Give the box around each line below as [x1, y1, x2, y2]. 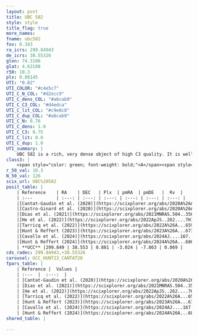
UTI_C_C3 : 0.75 [6, 129, 44, 136]
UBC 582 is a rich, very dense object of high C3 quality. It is [16, 151, 181, 157]
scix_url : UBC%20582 [6, 179, 57, 185]
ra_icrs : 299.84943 [6, 47, 54, 53]
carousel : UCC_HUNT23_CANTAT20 [6, 255, 83, 261]
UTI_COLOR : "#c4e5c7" [6, 85, 60, 91]
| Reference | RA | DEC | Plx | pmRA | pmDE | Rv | [16, 189, 183, 195]
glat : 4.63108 [6, 63, 41, 70]
